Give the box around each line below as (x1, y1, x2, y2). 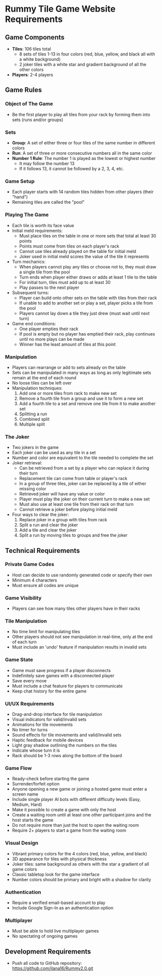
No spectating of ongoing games (12, 933, 78, 939)
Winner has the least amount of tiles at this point (19, 341, 116, 347)
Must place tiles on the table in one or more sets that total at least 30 (19, 232, 156, 239)
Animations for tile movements (12, 722, 73, 728)
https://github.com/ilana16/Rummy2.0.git (12, 965, 93, 971)
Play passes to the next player (19, 284, 80, 290)
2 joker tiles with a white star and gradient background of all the (19, 62, 147, 67)
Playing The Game (5, 212, 49, 218)
